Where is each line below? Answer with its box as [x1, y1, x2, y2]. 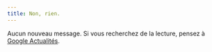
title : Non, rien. [7, 10, 60, 17]
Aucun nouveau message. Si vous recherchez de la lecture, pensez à [7, 29, 205, 37]
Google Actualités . [7, 36, 60, 45]
